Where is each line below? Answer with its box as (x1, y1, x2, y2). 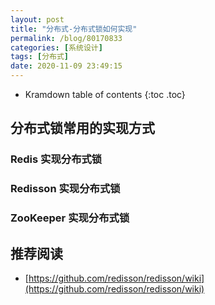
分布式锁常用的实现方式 (10, 120, 155, 137)
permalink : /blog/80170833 (10, 33, 123, 43)
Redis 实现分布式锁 (10, 152, 103, 166)
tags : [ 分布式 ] (10, 52, 70, 62)
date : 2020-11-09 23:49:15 (10, 61, 123, 71)
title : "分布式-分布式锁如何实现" (10, 24, 138, 34)
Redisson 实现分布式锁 (10, 182, 121, 196)
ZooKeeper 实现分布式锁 (10, 211, 130, 225)
